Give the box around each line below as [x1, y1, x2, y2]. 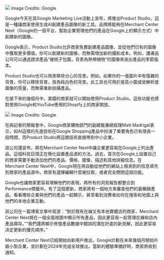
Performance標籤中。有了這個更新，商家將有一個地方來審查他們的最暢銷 [5, 186, 151, 191]
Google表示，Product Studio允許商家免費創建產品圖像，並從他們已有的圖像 [5, 44, 157, 50]
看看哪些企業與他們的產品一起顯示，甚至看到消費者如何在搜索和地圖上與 [13, 192, 159, 198]
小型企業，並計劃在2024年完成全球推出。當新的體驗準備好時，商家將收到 [9, 243, 157, 249]
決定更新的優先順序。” [5, 227, 48, 233]
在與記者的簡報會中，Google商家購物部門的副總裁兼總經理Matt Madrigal [5, 122, 150, 128]
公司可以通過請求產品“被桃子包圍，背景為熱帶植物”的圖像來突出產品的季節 [5, 56, 155, 62]
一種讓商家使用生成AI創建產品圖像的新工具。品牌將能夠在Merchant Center [9, 22, 159, 27]
